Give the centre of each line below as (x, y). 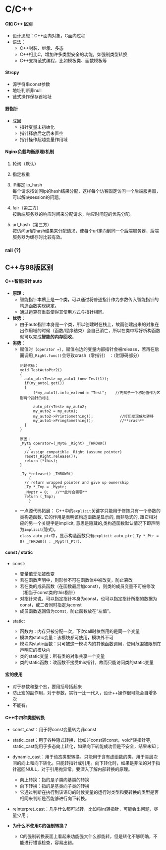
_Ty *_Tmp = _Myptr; (45, 487)
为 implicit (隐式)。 (39, 529)
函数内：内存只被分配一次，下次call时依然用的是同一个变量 (80, 631)
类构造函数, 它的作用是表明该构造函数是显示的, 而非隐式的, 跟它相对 (88, 517)
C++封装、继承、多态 (42, 48)
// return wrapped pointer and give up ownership (76, 482)
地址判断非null (27, 90)
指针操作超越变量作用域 (44, 139)
